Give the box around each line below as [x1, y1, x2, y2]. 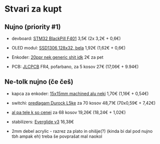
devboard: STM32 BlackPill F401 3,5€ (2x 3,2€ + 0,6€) [11, 35, 121, 41]
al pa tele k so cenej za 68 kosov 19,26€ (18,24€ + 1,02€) [11, 109, 126, 115]
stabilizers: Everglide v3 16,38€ [11, 119, 74, 125]
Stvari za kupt [4, 3, 62, 15]
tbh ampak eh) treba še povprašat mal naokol [11, 133, 102, 139]
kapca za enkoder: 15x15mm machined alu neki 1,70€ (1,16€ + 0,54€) [11, 91, 149, 96]
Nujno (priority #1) [4, 23, 61, 31]
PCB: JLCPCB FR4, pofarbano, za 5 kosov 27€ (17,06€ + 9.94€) [11, 64, 139, 69]
